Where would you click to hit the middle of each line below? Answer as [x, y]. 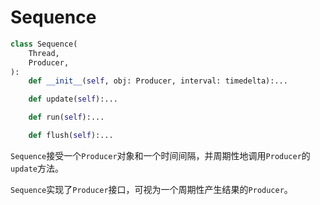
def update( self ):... [73, 99]
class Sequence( [44, 44]
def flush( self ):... [71, 136]
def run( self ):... [66, 117]
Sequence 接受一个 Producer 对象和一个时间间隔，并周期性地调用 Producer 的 [160, 155]
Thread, [44, 53]
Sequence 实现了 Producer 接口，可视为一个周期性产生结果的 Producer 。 [151, 189]
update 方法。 [37, 168]
